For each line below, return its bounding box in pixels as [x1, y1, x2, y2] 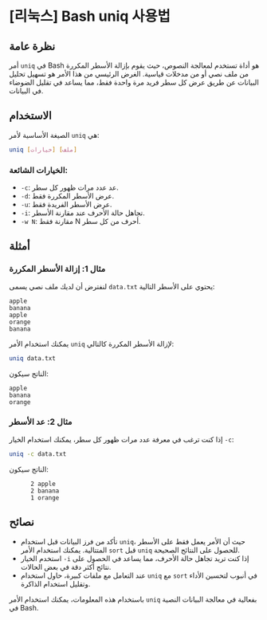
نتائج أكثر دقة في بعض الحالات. [20, 562, 112, 571]
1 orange [29, 493, 60, 502]
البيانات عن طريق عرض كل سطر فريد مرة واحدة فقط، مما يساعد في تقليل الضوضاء [9, 77, 260, 87]
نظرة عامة [9, 39, 56, 53]
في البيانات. [9, 86, 44, 96]
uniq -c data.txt [9, 449, 67, 458]
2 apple [29, 480, 57, 488]
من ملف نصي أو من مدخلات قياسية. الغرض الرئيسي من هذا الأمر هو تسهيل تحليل [9, 69, 249, 78]
